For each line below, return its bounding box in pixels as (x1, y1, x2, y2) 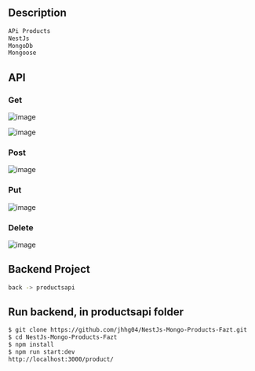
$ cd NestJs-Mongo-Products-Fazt (8, 333, 118, 341)
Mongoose (8, 49, 37, 57)
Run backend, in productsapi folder (8, 305, 184, 318)
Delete (8, 222, 34, 233)
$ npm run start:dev (8, 348, 76, 356)
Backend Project (8, 263, 90, 276)
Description (8, 6, 67, 20)
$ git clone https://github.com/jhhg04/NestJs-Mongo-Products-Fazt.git (8, 326, 247, 334)
